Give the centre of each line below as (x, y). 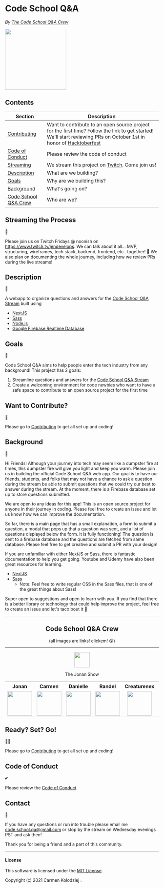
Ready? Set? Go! (31, 730)
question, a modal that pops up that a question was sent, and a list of (74, 529)
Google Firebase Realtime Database (48, 329)
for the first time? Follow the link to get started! (100, 131)
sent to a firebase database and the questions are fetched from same (75, 539)
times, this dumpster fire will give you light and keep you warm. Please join (80, 468)
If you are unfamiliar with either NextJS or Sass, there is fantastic (70, 554)
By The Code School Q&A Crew (37, 22)
